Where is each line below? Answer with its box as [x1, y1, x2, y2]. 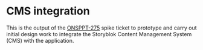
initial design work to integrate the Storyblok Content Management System [6, 30, 192, 37]
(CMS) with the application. [6, 37, 74, 44]
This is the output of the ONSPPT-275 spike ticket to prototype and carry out [6, 24, 198, 31]
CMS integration [6, 4, 90, 18]
